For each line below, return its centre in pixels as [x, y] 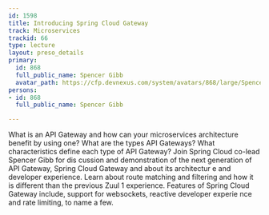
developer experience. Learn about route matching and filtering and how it [131, 177]
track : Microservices [44, 30]
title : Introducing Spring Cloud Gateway [78, 23]
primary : [23, 61]
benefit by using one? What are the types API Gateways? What [112, 143]
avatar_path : [37, 82]
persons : [23, 90]
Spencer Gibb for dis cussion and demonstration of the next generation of [130, 160]
